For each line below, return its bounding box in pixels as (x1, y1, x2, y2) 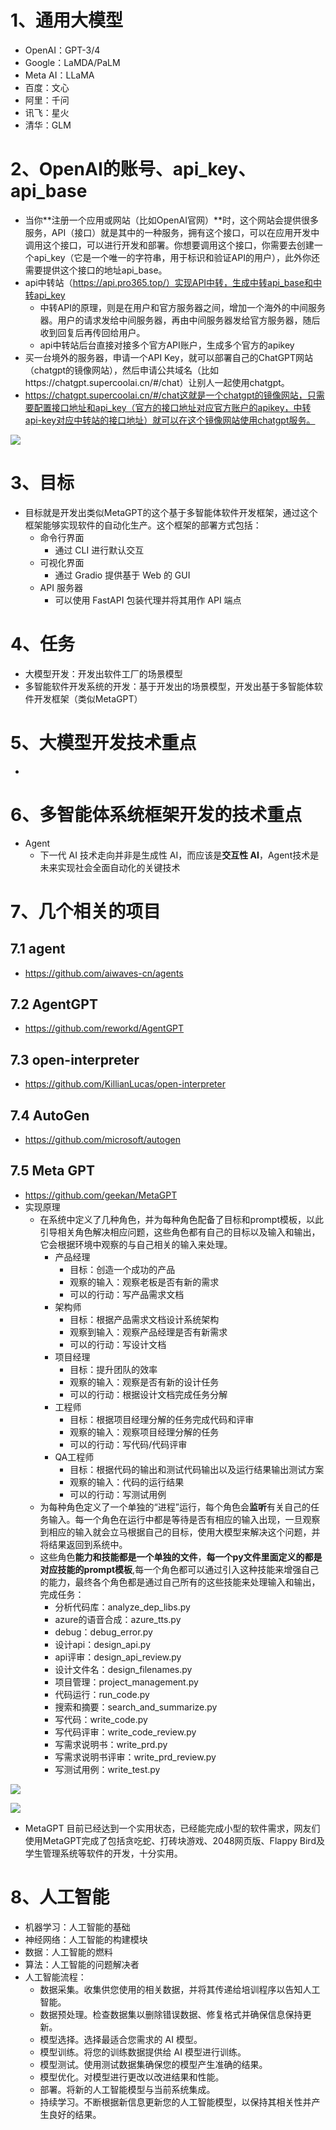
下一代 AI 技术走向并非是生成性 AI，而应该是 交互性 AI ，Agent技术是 (39, 849, 320, 861)
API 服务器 (39, 581, 83, 593)
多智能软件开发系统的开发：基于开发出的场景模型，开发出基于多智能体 (24, 680, 315, 692)
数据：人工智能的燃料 (24, 1946, 113, 1958)
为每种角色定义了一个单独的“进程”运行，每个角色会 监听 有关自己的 (39, 1501, 311, 1513)
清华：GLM (24, 119, 72, 131)
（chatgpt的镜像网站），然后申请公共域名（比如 (24, 364, 220, 376)
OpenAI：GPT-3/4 (24, 44, 101, 56)
